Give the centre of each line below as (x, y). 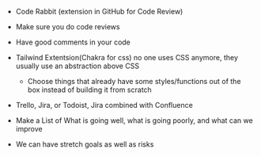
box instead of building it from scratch (89, 90)
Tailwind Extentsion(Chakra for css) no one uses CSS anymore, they (127, 57)
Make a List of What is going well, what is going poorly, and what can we (134, 121)
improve (29, 129)
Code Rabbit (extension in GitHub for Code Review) (99, 11)
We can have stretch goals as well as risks (85, 144)
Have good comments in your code (73, 42)
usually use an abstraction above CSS (78, 66)
